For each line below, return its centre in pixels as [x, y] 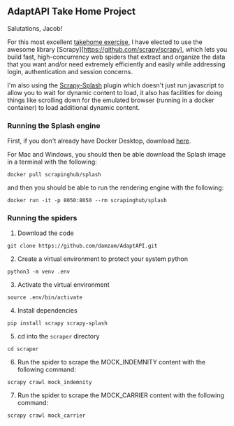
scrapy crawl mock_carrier [46, 416]
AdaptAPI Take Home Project [72, 12]
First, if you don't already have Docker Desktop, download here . [99, 141]
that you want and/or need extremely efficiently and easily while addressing [116, 64]
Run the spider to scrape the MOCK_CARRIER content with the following [121, 395]
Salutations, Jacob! [35, 28]
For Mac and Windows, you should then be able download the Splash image [117, 155]
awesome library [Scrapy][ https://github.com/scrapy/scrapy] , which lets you [117, 49]
